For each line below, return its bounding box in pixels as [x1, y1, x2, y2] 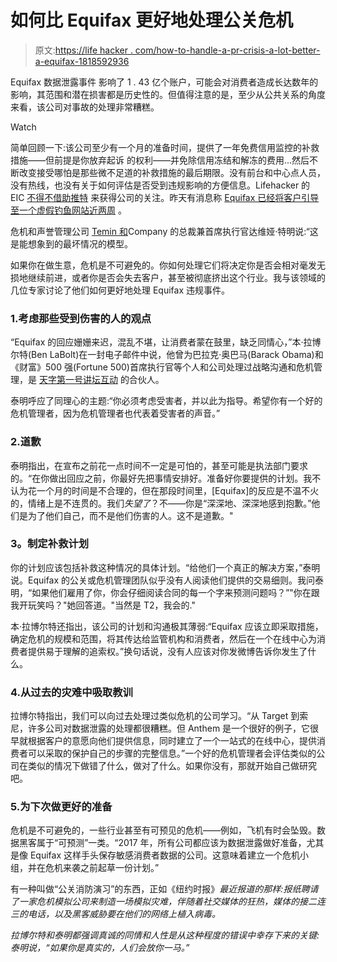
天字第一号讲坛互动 [38, 374, 118, 386]
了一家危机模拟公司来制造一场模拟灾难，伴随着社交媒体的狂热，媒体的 [10, 896, 300, 908]
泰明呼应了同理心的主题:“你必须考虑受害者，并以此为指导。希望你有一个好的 [10, 395, 323, 407]
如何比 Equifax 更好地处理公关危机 [10, 9, 294, 32]
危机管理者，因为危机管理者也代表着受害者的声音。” [10, 407, 221, 420]
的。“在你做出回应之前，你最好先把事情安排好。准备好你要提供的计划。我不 [10, 472, 322, 484]
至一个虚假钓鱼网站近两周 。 [10, 204, 127, 216]
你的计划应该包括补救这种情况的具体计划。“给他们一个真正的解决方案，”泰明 [10, 561, 321, 573]
